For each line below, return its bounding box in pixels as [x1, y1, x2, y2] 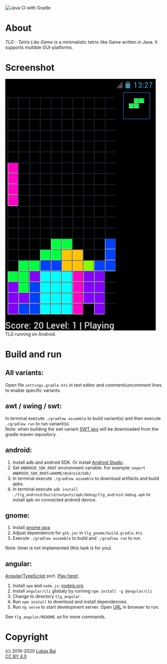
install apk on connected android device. [12, 496, 97, 503]
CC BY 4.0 [5, 653, 27, 659]
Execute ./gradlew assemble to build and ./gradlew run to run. [12, 535, 142, 541]
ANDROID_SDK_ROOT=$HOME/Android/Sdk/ [12, 471, 92, 476]
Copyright [5, 631, 49, 643]
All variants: [5, 369, 44, 377]
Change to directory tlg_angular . [12, 594, 81, 600]
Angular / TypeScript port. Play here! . [5, 573, 80, 579]
